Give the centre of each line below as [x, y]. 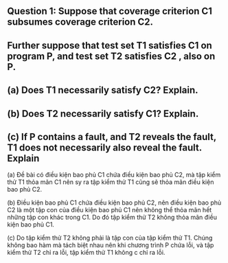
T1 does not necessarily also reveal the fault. [105, 147]
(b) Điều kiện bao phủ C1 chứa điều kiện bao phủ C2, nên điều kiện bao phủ [114, 203]
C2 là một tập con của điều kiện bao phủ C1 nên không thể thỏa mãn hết [110, 210]
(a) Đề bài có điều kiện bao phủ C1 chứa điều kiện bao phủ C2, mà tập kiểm [114, 175]
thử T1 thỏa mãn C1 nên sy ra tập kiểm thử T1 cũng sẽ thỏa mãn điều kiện [111, 182]
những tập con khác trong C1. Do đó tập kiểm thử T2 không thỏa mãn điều [112, 217]
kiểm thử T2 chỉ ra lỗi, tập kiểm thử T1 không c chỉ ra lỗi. [86, 253]
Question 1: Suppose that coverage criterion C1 [110, 11]
